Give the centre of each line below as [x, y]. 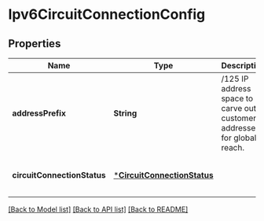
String [125, 113]
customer [239, 118]
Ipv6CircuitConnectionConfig [107, 15]
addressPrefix [39, 113]
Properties [35, 44]
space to [237, 98]
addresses [240, 128]
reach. [233, 147]
